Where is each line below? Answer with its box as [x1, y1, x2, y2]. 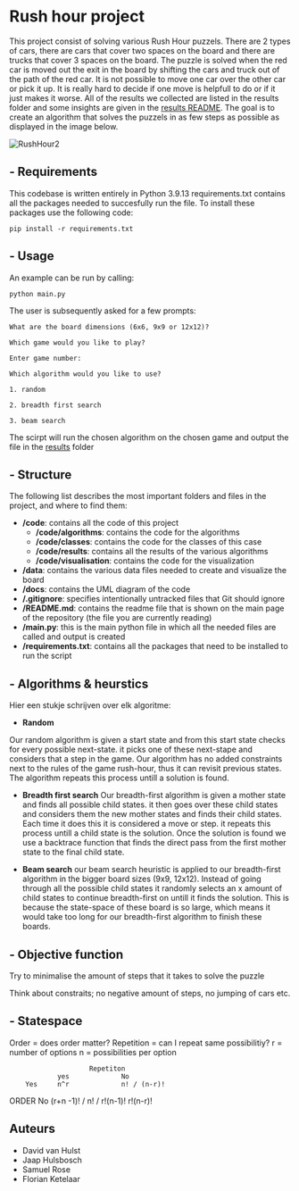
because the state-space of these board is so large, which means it [21, 902, 270, 912]
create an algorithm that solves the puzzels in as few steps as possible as [9, 112, 279, 122]
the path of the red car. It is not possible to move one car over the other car [9, 73, 287, 84]
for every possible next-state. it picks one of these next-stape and [9, 744, 253, 755]
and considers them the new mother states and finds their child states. [21, 809, 283, 820]
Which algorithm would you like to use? [9, 369, 162, 379]
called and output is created [21, 631, 126, 642]
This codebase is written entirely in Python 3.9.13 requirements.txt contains [9, 187, 286, 198]
